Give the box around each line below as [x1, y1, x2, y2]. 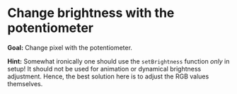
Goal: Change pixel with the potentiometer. [7, 43, 133, 52]
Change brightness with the [7, 5, 175, 21]
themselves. [7, 79, 43, 88]
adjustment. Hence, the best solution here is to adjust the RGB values [7, 72, 209, 81]
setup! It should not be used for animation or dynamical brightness [7, 64, 202, 73]
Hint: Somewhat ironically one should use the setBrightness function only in [7, 57, 230, 65]
